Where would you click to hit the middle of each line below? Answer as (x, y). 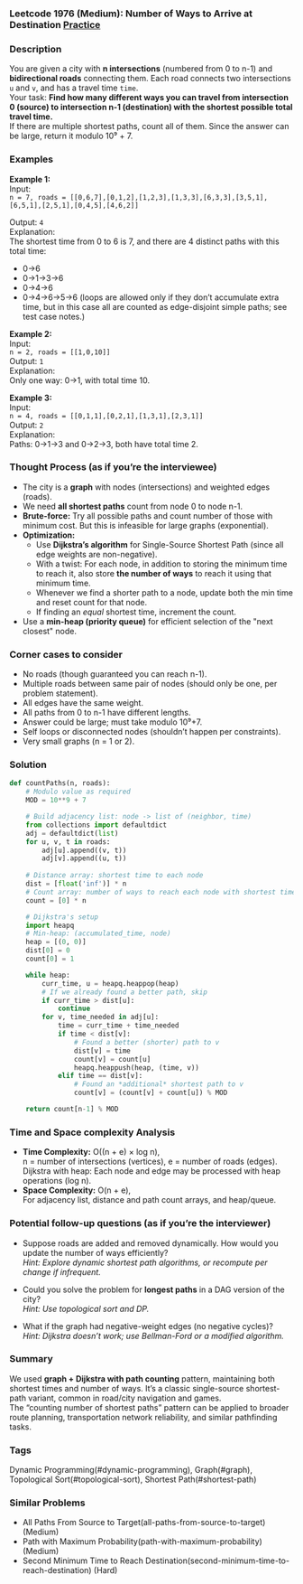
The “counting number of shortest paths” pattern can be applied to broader (149, 1407)
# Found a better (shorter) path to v (147, 1042)
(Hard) (106, 1570)
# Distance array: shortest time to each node (115, 876)
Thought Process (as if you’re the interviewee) (114, 467)
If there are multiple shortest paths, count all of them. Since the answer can (149, 127)
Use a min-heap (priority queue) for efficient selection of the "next (147, 621)
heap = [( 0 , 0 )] (56, 942)
